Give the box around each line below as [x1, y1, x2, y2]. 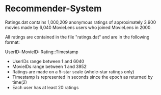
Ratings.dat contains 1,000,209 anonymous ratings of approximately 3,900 [5, 19, 156, 25]
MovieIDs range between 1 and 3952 [12, 63, 87, 69]
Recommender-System [5, 3, 102, 14]
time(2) [12, 79, 27, 85]
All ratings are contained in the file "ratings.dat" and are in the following [5, 34, 150, 40]
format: [5, 39, 20, 45]
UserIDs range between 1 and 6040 [12, 58, 84, 64]
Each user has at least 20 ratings [12, 84, 79, 90]
